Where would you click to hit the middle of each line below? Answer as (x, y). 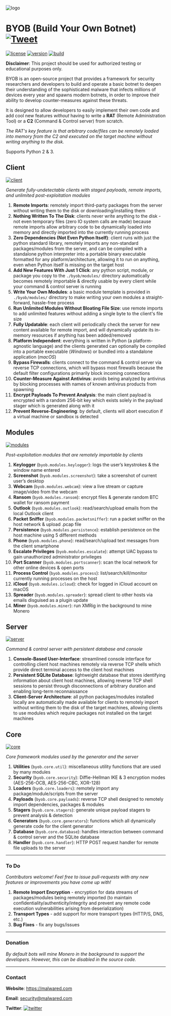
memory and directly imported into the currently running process (81, 232)
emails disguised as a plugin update (50, 600)
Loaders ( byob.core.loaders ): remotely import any (66, 789)
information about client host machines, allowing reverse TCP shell (83, 680)
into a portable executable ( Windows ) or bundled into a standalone (83, 351)
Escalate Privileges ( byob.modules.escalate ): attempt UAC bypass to (85, 551)
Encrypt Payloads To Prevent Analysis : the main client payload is (82, 395)
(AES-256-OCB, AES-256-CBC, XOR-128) (57, 783)
